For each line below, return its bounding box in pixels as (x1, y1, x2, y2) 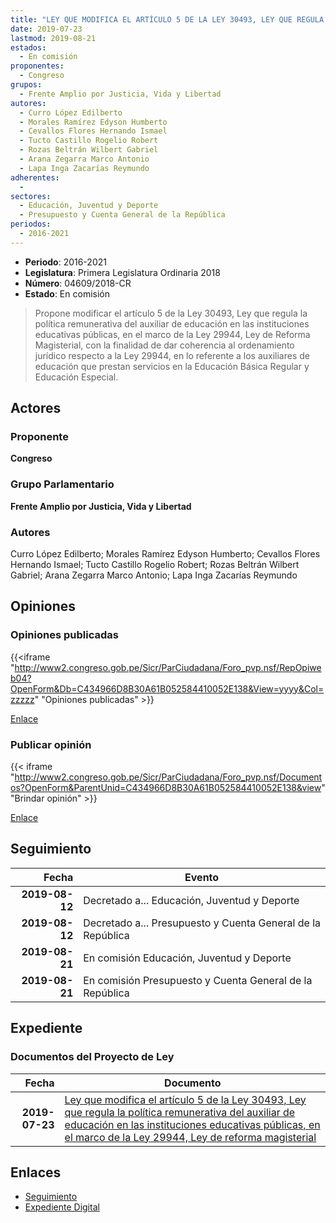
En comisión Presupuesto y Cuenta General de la (83, 973, 313, 987)
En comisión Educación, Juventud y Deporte (83, 951, 292, 965)
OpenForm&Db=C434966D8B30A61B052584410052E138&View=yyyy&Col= (10, 682, 325, 695)
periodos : (10, 219, 52, 230)
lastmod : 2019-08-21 (10, 33, 97, 43)
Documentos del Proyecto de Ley (10, 1050, 175, 1064)
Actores (10, 400, 62, 417)
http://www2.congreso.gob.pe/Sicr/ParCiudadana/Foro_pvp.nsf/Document (14, 771, 323, 783)
